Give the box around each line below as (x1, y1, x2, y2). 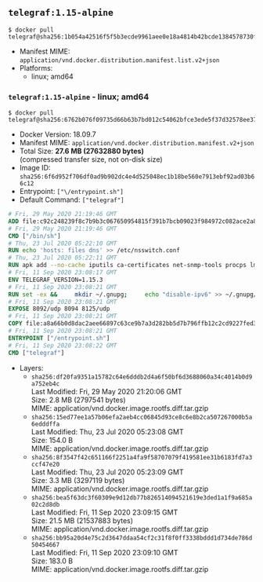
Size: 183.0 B (31, 556, 73, 566)
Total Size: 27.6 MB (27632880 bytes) (19, 146, 145, 156)
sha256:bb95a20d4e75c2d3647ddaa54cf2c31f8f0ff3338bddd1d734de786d (31, 534, 253, 542)
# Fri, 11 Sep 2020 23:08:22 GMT (8, 342, 117, 350)
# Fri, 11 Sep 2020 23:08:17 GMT (8, 269, 117, 276)
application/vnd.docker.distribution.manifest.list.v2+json (19, 56, 220, 64)
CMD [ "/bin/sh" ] (8, 232, 61, 240)
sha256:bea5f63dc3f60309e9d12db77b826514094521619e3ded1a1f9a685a (31, 493, 253, 502)
